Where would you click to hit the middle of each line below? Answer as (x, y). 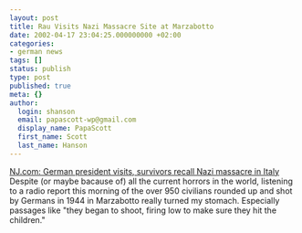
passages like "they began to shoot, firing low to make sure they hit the (143, 210)
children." (27, 219)
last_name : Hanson (53, 145)
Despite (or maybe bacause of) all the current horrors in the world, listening (151, 181)
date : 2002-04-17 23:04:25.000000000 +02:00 (95, 35)
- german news (36, 52)
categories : (32, 43)
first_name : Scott (53, 137)
